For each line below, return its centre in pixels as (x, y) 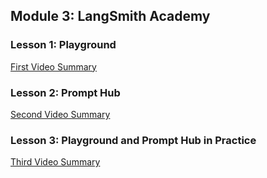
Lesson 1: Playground (63, 45)
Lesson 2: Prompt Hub (65, 92)
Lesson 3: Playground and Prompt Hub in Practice (133, 140)
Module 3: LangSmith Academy (110, 16)
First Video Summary (53, 66)
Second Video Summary (60, 114)
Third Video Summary (55, 162)
